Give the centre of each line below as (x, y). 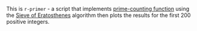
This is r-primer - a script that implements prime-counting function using (98, 9)
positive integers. (28, 22)
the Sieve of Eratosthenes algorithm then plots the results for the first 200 (98, 15)
